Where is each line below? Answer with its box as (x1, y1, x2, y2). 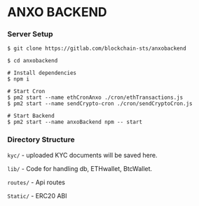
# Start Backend (7, 113, 55, 120)
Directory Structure (7, 135, 75, 144)
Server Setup (7, 29, 54, 39)
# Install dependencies (7, 69, 77, 77)
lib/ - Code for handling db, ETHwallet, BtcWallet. (7, 164, 153, 172)
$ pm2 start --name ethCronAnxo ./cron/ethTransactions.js (7, 94, 184, 102)
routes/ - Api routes (7, 178, 65, 186)
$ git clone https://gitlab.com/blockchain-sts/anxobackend (7, 45, 187, 53)
